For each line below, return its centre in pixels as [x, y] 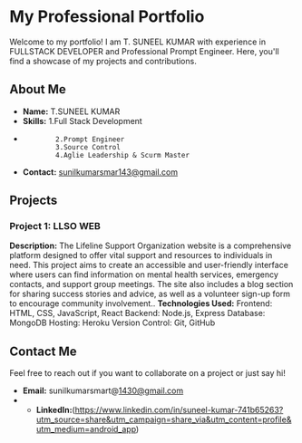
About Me [38, 89]
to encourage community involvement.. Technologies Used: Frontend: [141, 303]
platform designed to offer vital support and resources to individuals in [141, 255]
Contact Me [43, 351]
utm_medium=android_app [86, 429]
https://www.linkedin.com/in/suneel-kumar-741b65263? [179, 410]
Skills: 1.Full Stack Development [82, 120]
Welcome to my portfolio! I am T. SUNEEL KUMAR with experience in [137, 42]
